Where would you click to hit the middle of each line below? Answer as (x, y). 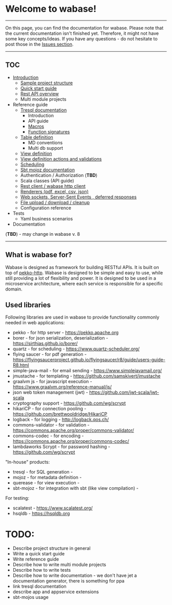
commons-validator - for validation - (51, 425)
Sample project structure (47, 83)
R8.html (21, 365)
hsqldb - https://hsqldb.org (41, 513)
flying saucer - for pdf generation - (50, 354)
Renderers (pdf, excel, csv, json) (54, 191)
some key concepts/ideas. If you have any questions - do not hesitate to (81, 38)
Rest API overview (39, 94)
